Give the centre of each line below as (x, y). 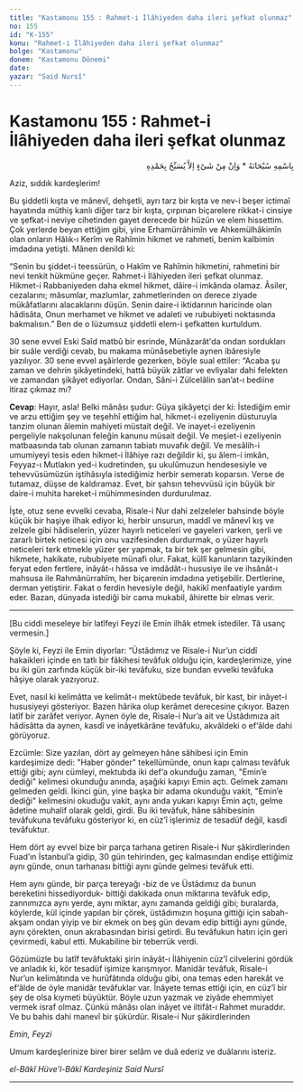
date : (19, 69)
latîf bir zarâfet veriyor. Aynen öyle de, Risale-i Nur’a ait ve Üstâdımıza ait (144, 716)
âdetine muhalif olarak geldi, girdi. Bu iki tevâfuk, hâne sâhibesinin (132, 810)
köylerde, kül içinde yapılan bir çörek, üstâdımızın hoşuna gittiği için (135, 912)
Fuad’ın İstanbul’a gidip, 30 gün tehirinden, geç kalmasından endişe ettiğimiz (151, 856)
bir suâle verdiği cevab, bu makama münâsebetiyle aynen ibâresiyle (135, 351)
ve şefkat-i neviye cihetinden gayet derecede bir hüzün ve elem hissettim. (147, 220)
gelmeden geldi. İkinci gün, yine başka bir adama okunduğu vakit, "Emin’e (146, 791)
